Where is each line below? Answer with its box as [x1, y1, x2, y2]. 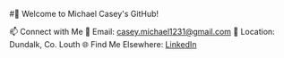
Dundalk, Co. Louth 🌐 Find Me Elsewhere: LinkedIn [9, 39, 197, 49]
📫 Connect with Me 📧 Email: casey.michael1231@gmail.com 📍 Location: [9, 27, 275, 37]
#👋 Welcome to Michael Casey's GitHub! [9, 9, 159, 19]
